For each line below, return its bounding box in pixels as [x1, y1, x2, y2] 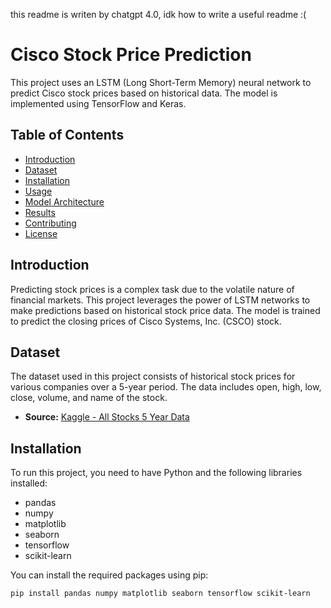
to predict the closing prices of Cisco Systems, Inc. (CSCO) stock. [10, 315, 282, 327]
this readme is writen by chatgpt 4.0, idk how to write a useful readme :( [10, 9, 307, 20]
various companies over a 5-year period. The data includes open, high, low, [10, 381, 322, 393]
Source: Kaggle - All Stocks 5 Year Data [24, 411, 190, 423]
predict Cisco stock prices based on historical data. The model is [10, 87, 278, 99]
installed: [10, 477, 48, 489]
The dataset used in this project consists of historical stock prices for [10, 370, 296, 383]
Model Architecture [24, 195, 105, 208]
